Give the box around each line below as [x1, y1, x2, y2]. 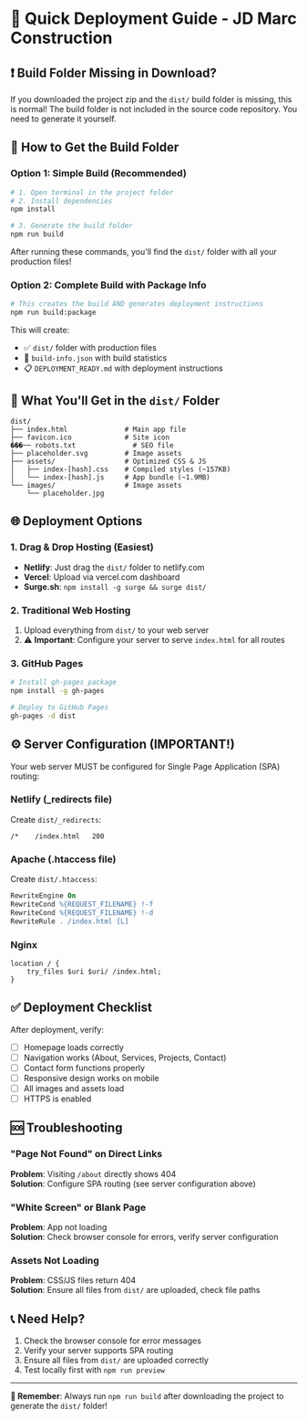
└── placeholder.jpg [26, 489, 105, 498]
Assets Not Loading [10, 1255, 99, 1267]
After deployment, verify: [10, 1024, 104, 1035]
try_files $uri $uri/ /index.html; [26, 967, 162, 976]
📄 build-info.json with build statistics [23, 352, 168, 363]
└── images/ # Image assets [10, 480, 182, 489]
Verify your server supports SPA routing [23, 1345, 174, 1356]
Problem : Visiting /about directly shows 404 [10, 1168, 177, 1179]
